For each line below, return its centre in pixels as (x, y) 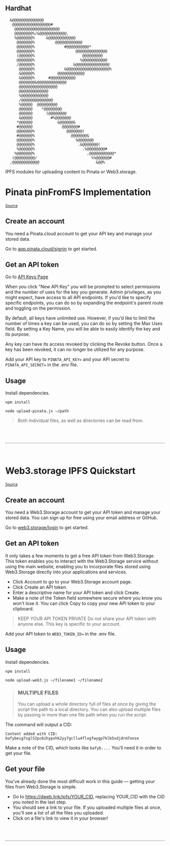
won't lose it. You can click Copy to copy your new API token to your (84, 603)
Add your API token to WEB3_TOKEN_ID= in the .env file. (60, 634)
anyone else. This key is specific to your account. (69, 624)
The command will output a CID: (39, 724)
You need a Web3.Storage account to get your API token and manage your (83, 512)
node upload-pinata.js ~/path (37, 411)
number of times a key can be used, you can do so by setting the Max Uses (84, 323)
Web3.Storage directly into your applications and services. (66, 572)
